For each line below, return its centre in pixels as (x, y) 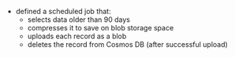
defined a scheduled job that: (63, 11)
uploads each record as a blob (77, 36)
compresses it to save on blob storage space (101, 28)
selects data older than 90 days (78, 20)
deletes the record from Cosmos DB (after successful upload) (128, 45)
